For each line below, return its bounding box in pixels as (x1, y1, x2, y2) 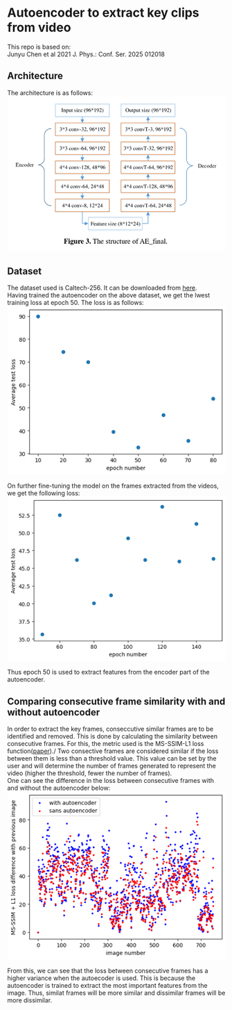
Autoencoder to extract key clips (7, 5, 199, 21)
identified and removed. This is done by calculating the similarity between (7, 731, 218, 740)
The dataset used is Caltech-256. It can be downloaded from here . (7, 283, 197, 292)
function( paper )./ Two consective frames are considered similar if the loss (7, 747, 219, 755)
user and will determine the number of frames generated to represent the (7, 761, 216, 770)
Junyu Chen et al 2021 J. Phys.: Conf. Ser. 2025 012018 (7, 50, 165, 58)
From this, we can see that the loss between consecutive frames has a (7, 967, 208, 975)
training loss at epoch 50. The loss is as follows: (7, 299, 144, 307)
